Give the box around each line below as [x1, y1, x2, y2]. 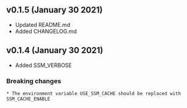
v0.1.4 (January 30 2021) [6, 45, 104, 56]
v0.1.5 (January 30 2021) [6, 5, 103, 15]
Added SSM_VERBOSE [15, 61, 72, 69]
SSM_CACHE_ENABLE [6, 96, 51, 102]
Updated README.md [15, 21, 71, 28]
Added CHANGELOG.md [15, 27, 77, 35]
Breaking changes [6, 76, 62, 85]
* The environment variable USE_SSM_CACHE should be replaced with [6, 90, 182, 96]
